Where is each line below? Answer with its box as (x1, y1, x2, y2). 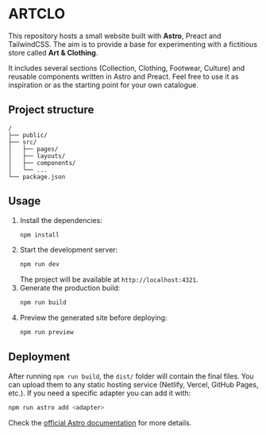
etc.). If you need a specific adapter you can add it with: (8, 388, 191, 398)
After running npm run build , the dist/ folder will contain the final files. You (8, 371, 254, 381)
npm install (19, 231, 60, 239)
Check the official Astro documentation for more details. (8, 418, 192, 427)
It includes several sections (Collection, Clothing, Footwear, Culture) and (8, 63, 245, 72)
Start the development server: (19, 245, 118, 255)
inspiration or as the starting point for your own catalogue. (8, 80, 199, 90)
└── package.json (8, 172, 66, 181)
